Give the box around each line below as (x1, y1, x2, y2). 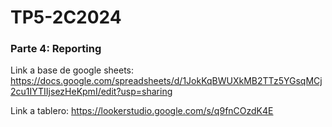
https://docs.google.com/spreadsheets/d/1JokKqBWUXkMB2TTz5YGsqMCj (10, 75, 323, 87)
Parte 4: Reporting (10, 42, 102, 56)
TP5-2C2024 (10, 6, 122, 29)
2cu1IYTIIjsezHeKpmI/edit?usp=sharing (10, 86, 173, 98)
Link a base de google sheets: (10, 64, 135, 76)
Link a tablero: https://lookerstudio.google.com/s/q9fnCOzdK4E (10, 105, 274, 117)
